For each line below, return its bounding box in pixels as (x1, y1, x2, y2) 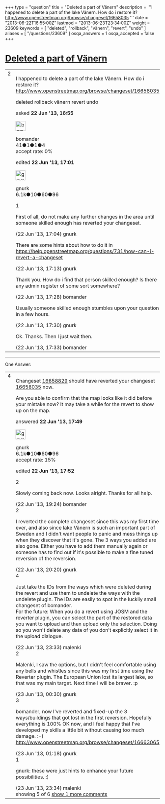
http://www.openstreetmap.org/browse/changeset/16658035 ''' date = (5, 15, 148, 20)
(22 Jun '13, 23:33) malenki (15, 644, 81, 651)
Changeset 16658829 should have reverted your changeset (15, 377, 155, 384)
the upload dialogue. (15, 633, 63, 640)
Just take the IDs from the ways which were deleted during (15, 583, 151, 590)
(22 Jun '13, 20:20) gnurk (15, 566, 77, 573)
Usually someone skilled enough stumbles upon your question (15, 305, 159, 311)
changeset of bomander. (15, 602, 73, 609)
